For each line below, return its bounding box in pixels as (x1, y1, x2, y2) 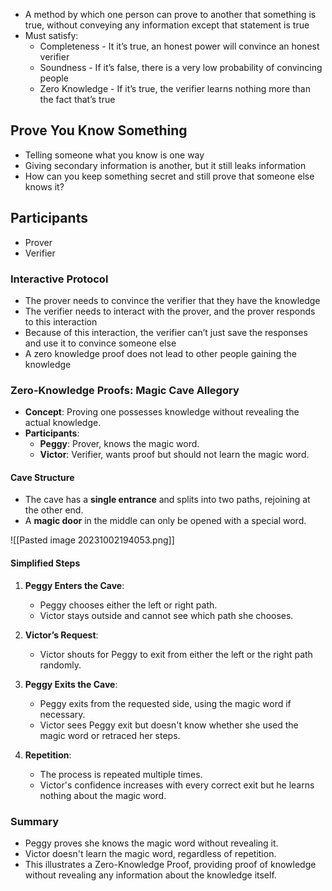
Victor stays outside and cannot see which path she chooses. (39, 609, 294, 621)
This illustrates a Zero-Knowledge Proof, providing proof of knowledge (24, 858, 317, 870)
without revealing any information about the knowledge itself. (24, 869, 277, 881)
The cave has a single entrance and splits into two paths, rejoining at (24, 494, 311, 506)
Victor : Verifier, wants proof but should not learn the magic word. (39, 449, 310, 461)
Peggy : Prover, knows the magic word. (39, 438, 200, 450)
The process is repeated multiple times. (39, 768, 203, 780)
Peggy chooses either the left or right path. (39, 599, 218, 611)
